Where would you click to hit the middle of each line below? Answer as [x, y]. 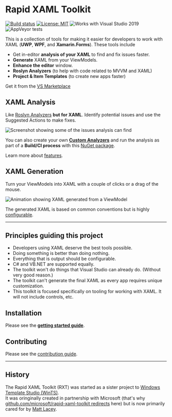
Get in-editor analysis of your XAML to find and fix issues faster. [81, 54]
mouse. [13, 189]
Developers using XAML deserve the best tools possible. [72, 248]
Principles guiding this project [54, 235]
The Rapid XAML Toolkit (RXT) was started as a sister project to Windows [83, 387]
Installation [24, 313]
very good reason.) [33, 275]
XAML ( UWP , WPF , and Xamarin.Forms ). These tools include [70, 44]
